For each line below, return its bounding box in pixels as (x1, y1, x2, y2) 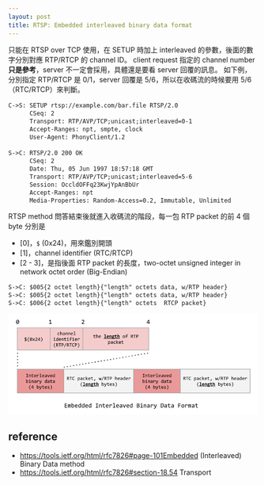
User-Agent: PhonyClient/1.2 (28, 133, 126, 141)
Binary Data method (19, 460, 85, 469)
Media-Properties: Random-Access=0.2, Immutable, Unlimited (28, 197, 232, 204)
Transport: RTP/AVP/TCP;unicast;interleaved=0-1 (28, 117, 193, 125)
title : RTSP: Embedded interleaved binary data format (8, 21, 193, 29)
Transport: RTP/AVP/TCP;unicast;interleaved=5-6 (28, 173, 193, 181)
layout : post (8, 13, 51, 21)
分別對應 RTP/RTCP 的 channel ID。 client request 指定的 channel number (14, 55, 255, 64)
